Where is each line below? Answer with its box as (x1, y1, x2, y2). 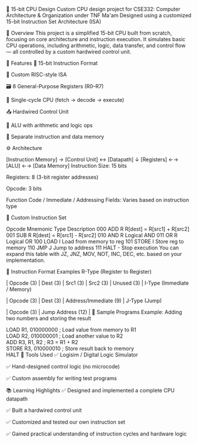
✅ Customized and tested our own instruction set (6, 418, 125, 425)
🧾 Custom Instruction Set (6, 214, 66, 221)
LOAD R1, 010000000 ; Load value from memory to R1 (6, 327, 136, 333)
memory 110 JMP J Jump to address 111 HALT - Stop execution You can (6, 244, 179, 251)
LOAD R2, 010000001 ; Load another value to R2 (6, 332, 123, 339)
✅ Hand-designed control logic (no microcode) (6, 363, 120, 370)
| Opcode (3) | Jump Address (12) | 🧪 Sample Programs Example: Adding (6, 309, 182, 315)
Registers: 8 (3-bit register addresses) (6, 174, 99, 181)
